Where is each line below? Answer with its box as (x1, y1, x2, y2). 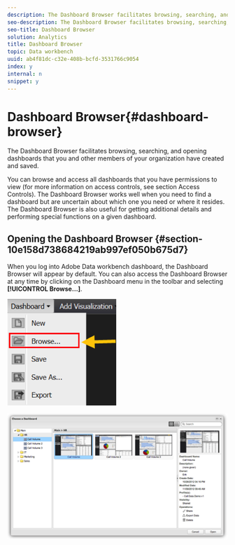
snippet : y (7, 78, 39, 85)
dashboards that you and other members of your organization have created (7, 154, 225, 163)
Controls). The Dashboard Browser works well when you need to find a (7, 190, 212, 199)
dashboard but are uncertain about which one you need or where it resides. (7, 198, 225, 206)
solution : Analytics (7, 34, 68, 41)
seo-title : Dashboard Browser (7, 26, 96, 33)
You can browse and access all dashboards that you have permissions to (7, 175, 218, 184)
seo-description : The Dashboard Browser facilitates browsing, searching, (7, 18, 230, 26)
